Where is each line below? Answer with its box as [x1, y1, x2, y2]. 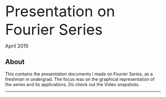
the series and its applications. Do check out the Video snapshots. [5, 81, 140, 87]
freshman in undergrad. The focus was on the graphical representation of [5, 76, 155, 82]
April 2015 [5, 43, 29, 49]
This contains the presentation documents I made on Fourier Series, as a [5, 71, 153, 77]
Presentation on [5, 2, 115, 20]
